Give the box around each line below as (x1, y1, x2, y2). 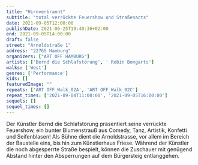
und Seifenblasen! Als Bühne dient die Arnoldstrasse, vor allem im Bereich (6, 133, 190, 140)
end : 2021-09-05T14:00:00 (6, 31, 71, 37)
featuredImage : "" (6, 82, 52, 88)
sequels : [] (6, 98, 36, 104)
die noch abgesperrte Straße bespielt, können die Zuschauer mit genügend (6, 145, 193, 153)
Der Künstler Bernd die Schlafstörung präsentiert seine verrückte (6, 120, 167, 127)
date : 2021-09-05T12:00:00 (6, 20, 74, 26)
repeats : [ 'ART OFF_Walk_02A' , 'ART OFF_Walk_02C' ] (6, 87, 138, 93)
